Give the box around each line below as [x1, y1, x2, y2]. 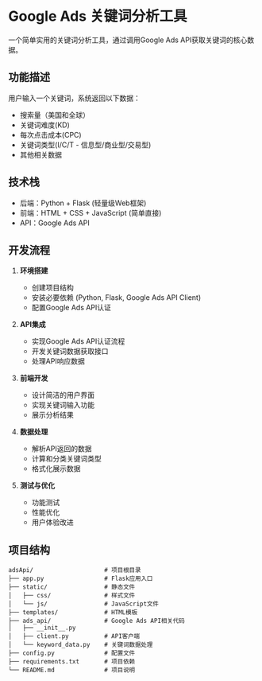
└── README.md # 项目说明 [8, 666, 136, 675]
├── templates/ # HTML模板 [8, 609, 138, 617]
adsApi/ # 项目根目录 [8, 566, 141, 574]
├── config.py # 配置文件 [8, 649, 136, 657]
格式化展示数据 [31, 464, 81, 473]
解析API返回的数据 [31, 444, 92, 453]
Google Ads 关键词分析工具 [8, 7, 188, 25]
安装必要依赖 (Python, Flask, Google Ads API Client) [31, 293, 202, 302]
